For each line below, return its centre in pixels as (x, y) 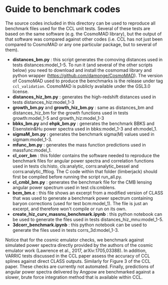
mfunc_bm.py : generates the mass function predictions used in (79, 145)
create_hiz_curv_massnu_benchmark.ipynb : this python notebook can (87, 214)
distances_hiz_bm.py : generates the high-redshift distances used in (84, 97)
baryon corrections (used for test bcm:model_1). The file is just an (80, 203)
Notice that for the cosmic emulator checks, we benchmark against (75, 240)
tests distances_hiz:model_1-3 (43, 102)
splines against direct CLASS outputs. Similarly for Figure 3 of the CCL (78, 261)
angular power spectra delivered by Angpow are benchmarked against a (80, 271)
